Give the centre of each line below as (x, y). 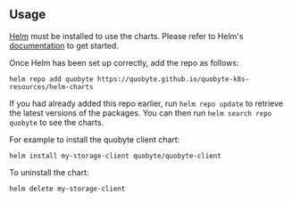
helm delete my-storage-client (67, 189)
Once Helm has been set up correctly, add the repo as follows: (124, 62)
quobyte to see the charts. (57, 122)
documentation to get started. (64, 45)
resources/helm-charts (51, 87)
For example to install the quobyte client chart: (95, 139)
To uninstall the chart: (49, 172)
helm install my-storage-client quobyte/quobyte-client (115, 156)
